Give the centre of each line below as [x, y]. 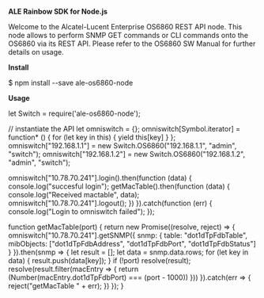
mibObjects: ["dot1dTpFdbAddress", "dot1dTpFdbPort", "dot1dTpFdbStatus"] [132, 244]
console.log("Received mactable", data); [74, 195]
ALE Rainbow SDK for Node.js [58, 11]
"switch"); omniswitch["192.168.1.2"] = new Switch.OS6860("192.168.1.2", [127, 154]
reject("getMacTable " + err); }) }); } [66, 286]
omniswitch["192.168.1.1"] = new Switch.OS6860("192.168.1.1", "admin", [123, 145]
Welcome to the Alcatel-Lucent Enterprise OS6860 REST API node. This [125, 27]
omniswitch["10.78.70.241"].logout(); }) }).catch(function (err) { [110, 203]
